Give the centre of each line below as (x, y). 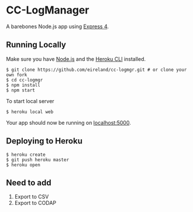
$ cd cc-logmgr (25, 80)
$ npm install (23, 85)
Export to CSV (32, 197)
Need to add (29, 182)
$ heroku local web (30, 112)
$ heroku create (26, 155)
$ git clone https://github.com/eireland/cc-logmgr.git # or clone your (96, 70)
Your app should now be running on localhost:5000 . (69, 122)
